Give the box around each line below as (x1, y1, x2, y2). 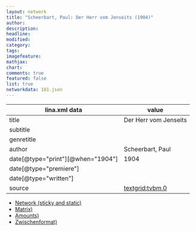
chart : (6, 64, 23, 71)
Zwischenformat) (14, 218, 58, 225)
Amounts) (14, 212, 39, 219)
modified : (6, 37, 31, 42)
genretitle (9, 135, 36, 144)
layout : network (6, 8, 47, 15)
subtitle (9, 125, 30, 133)
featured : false (6, 75, 47, 81)
